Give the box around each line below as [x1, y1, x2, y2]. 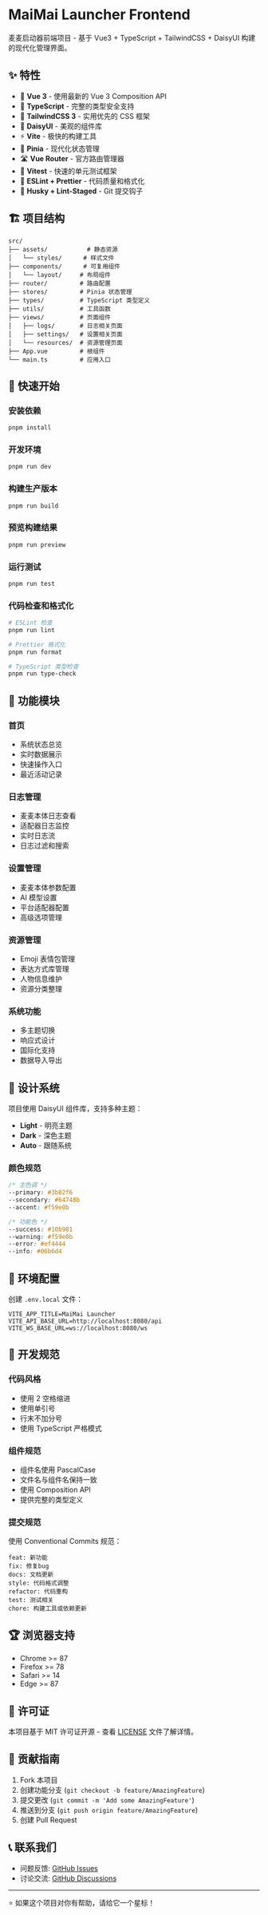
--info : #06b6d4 [8, 1248, 62, 1256]
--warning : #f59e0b [8, 1232, 73, 1240]
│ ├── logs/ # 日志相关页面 [8, 322, 123, 330]
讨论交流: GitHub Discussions [19, 1873, 117, 1883]
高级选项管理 [19, 912, 62, 922]
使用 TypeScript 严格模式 [19, 1423, 102, 1433]
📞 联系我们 [8, 1841, 57, 1854]
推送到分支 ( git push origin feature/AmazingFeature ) [19, 1805, 198, 1814]
